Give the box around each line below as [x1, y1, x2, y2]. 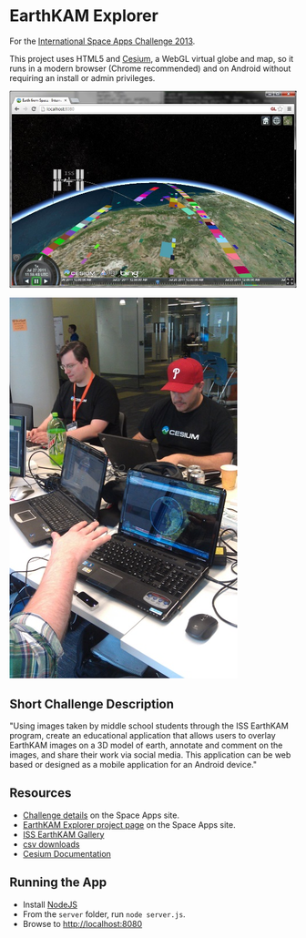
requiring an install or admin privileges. [9, 72, 156, 83]
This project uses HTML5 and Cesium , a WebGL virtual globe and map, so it [9, 53, 294, 64]
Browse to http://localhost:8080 [22, 918, 143, 929]
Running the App [9, 875, 107, 891]
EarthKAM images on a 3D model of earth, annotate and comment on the [9, 739, 283, 750]
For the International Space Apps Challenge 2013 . [9, 36, 196, 46]
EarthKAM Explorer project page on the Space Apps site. [22, 819, 236, 830]
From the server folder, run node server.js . [22, 908, 186, 920]
